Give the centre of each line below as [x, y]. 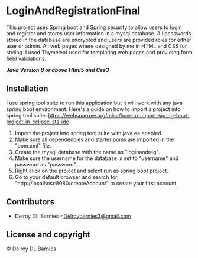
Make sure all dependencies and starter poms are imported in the [94, 139]
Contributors [30, 202]
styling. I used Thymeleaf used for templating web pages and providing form [99, 52]
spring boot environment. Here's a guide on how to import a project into [93, 109]
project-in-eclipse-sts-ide [38, 122]
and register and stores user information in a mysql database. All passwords [99, 33]
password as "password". [46, 164]
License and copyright [48, 234]
